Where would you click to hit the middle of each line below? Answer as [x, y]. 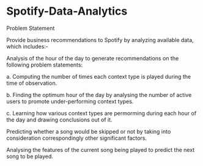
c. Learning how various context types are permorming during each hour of [102, 113]
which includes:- [28, 46]
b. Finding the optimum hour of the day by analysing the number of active [99, 95]
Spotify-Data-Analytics [67, 11]
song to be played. [30, 156]
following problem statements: [45, 65]
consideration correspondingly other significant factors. [77, 138]
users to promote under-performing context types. [70, 101]
